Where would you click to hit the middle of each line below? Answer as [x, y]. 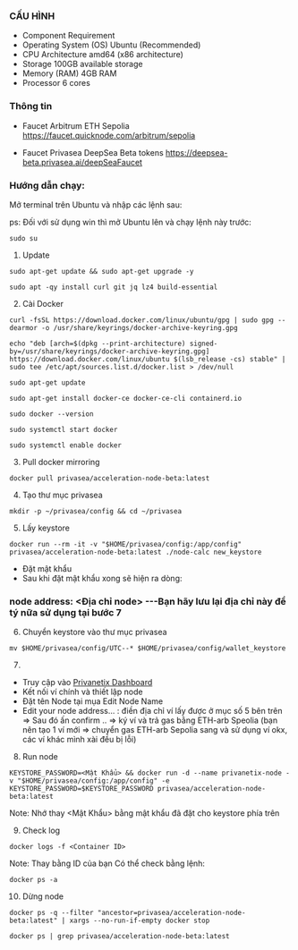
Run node [40, 757]
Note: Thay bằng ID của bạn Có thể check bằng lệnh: [107, 863]
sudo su [24, 238]
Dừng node [43, 896]
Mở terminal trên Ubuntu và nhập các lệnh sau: [96, 204]
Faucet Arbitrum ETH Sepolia [76, 125]
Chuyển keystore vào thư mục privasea [94, 632]
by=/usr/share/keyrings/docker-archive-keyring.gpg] [110, 351]
